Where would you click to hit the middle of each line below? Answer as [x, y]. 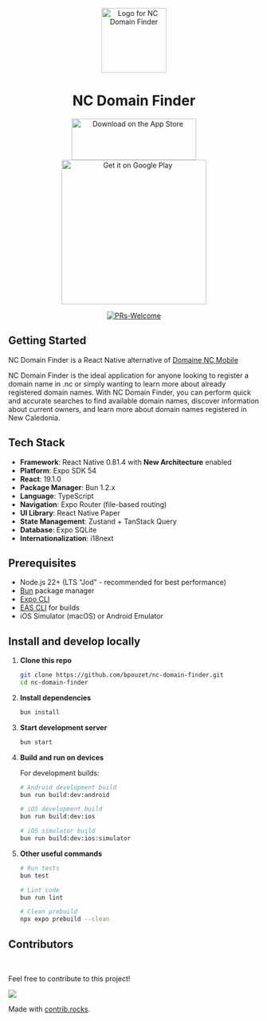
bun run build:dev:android [65, 795]
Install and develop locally [75, 641]
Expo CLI [35, 599]
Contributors [41, 944]
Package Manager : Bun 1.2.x [67, 487]
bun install [39, 712]
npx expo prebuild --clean [65, 919]
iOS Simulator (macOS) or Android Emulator [91, 616]
